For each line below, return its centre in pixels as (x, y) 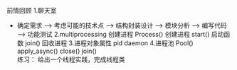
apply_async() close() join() (57, 51)
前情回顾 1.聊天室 (32, 10)
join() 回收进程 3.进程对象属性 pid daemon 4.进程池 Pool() (109, 43)
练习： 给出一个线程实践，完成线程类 (71, 59)
